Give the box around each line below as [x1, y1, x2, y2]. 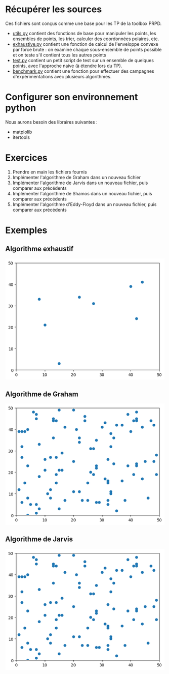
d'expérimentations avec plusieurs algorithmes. [12, 73, 112, 79]
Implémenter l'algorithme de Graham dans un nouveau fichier [12, 174, 141, 180]
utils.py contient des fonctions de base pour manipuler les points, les [12, 30, 156, 36]
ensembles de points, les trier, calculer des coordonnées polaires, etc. [12, 36, 159, 42]
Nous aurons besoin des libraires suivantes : [5, 119, 98, 125]
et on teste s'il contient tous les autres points [12, 52, 106, 58]
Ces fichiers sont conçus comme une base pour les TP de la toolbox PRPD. [5, 20, 162, 26]
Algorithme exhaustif [5, 245, 74, 253]
